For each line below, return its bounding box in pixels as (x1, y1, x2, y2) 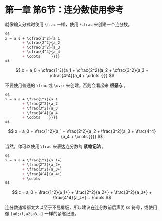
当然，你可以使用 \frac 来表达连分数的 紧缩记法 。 (5, 143, 106, 149)
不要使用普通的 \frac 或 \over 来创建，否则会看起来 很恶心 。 (5, 82, 128, 88)
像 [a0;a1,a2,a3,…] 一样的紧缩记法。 (5, 211, 79, 217)
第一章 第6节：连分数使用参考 (5, 4, 124, 16)
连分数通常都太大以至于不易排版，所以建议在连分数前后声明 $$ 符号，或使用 (5, 204, 158, 210)
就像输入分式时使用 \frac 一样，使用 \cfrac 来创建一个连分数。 (5, 21, 133, 27)
